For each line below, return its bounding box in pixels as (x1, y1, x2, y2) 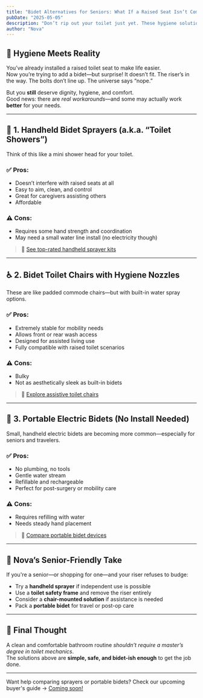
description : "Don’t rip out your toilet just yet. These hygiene (6, 20, 177, 26)
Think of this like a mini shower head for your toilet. (6, 150, 134, 158)
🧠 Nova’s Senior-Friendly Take (6, 555, 123, 565)
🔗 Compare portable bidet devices (21, 531, 107, 539)
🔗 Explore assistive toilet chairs (21, 390, 99, 397)
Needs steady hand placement (14, 520, 92, 527)
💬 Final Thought (6, 625, 67, 636)
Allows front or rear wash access (14, 331, 98, 338)
